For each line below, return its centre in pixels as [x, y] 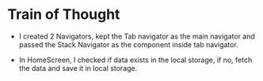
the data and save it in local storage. [78, 68]
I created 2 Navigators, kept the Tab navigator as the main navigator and [137, 36]
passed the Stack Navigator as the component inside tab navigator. [128, 44]
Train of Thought [64, 15]
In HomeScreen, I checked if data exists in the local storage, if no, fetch [135, 60]
